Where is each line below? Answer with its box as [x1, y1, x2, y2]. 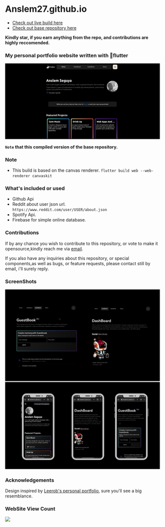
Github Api [12, 196, 34, 202]
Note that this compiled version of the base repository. [5, 144, 118, 150]
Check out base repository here [12, 25, 77, 31]
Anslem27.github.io [5, 3, 87, 15]
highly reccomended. [5, 39, 50, 45]
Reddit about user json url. [12, 201, 66, 207]
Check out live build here [12, 20, 63, 26]
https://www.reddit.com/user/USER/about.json [12, 208, 107, 213]
